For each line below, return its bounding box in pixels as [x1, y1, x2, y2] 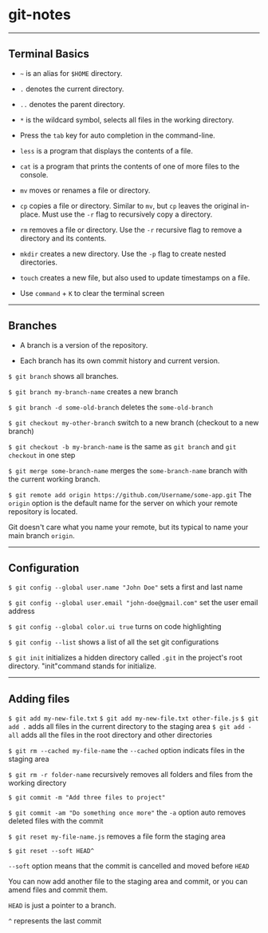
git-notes [8, 6, 72, 24]
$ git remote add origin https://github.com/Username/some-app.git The [8, 489, 252, 499]
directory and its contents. [19, 233, 107, 243]
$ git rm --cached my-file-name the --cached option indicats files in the [8, 746, 245, 756]
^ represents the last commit [8, 916, 102, 926]
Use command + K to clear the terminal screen [19, 288, 165, 297]
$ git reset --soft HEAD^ [8, 847, 94, 855]
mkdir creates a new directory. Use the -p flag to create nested [19, 249, 227, 258]
